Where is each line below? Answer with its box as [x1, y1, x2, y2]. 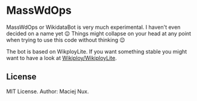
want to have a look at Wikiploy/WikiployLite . [6, 54, 117, 61]
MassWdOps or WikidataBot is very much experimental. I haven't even [6, 23, 181, 31]
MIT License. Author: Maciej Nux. [6, 88, 89, 95]
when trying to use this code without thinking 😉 [6, 36, 125, 43]
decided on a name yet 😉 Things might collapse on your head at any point [6, 29, 192, 37]
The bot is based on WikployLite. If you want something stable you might [6, 47, 187, 55]
